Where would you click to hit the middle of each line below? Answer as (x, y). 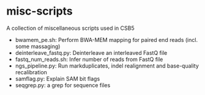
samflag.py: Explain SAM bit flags (58, 79)
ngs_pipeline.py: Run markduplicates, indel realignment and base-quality (107, 66)
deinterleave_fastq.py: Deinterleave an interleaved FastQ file (91, 52)
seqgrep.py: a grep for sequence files (63, 85)
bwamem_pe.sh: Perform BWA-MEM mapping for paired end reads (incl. (106, 40)
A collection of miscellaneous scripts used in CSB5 (70, 28)
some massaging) (38, 46)
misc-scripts (40, 11)
